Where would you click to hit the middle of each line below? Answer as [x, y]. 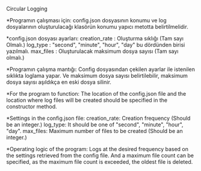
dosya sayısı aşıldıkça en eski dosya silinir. [59, 82]
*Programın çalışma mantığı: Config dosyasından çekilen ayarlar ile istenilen [101, 69]
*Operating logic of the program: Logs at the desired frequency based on [97, 149]
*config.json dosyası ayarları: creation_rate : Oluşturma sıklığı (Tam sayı [95, 38]
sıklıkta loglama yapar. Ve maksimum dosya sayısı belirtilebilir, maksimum [97, 76]
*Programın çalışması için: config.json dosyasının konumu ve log [86, 20]
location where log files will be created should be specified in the [87, 100]
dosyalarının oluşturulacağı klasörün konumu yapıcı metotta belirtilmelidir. [97, 27]
